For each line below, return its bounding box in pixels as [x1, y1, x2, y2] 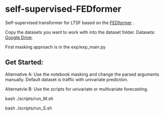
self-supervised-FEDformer [5, 3, 122, 15]
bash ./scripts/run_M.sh [5, 95, 53, 101]
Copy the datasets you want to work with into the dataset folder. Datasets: [5, 29, 156, 35]
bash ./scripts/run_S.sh [5, 105, 52, 111]
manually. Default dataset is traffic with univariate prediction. [5, 76, 129, 82]
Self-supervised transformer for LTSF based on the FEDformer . [5, 20, 134, 26]
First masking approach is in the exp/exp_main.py [5, 44, 106, 50]
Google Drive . [5, 34, 33, 40]
